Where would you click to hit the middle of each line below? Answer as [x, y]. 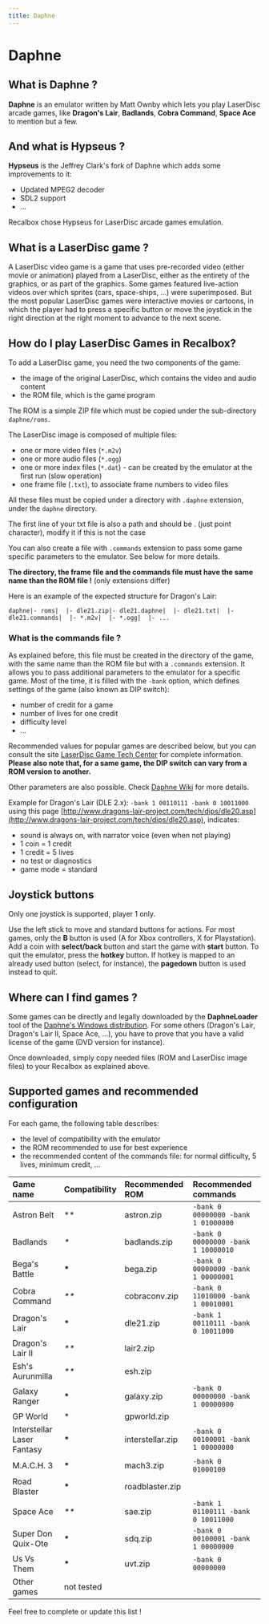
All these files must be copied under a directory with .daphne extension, [126, 500]
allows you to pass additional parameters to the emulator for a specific [124, 672]
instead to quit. [33, 972]
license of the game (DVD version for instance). [87, 1042]
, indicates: [221, 820]
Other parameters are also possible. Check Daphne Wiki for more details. [129, 788]
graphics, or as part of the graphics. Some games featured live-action [123, 284]
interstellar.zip [151, 1439]
